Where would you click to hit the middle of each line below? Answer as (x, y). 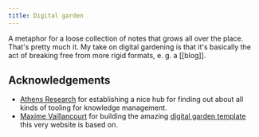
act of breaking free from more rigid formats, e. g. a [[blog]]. (107, 55)
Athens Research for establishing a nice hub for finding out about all (131, 100)
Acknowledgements (59, 80)
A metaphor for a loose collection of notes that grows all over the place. (126, 38)
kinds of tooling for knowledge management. (93, 108)
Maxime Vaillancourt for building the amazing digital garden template (133, 116)
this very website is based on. (69, 125)
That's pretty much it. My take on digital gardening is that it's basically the (130, 47)
